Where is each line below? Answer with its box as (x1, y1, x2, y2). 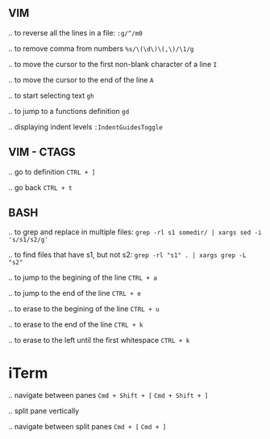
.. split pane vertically (8, 406, 80, 416)
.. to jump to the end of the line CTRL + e (8, 289, 141, 298)
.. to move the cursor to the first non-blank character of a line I (8, 59, 218, 69)
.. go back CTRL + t (8, 182, 73, 192)
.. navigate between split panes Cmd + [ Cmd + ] (8, 422, 167, 432)
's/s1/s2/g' (8, 236, 48, 244)
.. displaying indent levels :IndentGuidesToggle (8, 121, 163, 132)
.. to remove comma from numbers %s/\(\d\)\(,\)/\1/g (8, 44, 194, 53)
